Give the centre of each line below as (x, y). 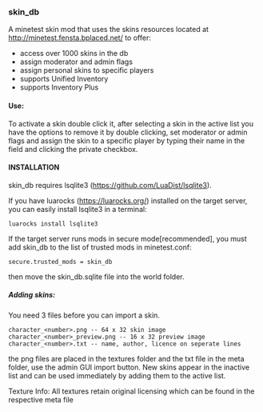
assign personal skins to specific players (87, 70)
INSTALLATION (34, 167)
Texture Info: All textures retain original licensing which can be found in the (131, 391)
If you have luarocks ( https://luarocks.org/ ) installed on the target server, (128, 200)
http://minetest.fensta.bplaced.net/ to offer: (80, 38)
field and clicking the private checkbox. (73, 149)
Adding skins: (32, 295)
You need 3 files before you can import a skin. (84, 315)
